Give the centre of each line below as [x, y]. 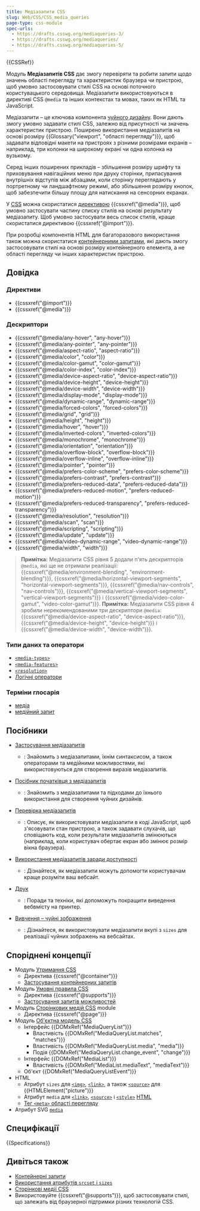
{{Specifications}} [28, 1143]
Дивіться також [37, 1162]
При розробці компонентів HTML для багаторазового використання [93, 235]
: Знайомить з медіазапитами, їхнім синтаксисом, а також [98, 757]
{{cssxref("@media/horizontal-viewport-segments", [118, 578]
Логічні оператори [38, 677]
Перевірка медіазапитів [45, 811]
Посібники [27, 730]
